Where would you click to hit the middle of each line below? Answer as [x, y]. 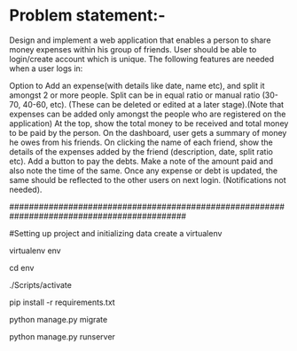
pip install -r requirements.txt [62, 302]
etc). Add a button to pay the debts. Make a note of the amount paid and [141, 161]
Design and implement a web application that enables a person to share [140, 40]
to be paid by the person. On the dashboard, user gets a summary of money [148, 132]
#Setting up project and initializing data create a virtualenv [116, 233]
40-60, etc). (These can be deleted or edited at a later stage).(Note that [153, 104]
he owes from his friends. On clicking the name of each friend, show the [141, 142]
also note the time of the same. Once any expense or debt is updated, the [143, 171]
